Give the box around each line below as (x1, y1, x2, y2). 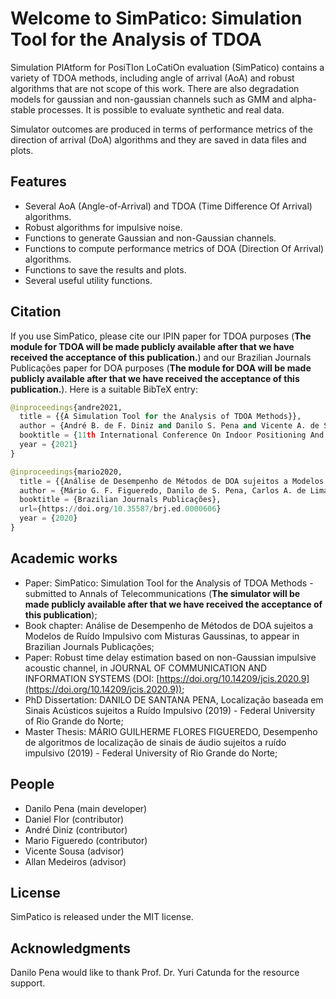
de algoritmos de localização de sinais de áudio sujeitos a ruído (24, 736, 287, 748)
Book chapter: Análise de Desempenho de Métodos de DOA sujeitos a (24, 619, 314, 631)
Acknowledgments (10, 940, 132, 957)
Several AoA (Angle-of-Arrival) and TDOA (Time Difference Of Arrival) (24, 200, 313, 212)
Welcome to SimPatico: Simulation (10, 7, 303, 30)
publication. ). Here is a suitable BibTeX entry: (10, 383, 198, 395)
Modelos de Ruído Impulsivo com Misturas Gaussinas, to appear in (24, 630, 300, 642)
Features (10, 173, 67, 191)
